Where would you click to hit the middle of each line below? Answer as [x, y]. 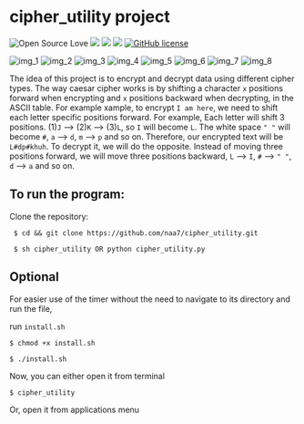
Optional [34, 277]
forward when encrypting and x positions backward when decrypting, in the [152, 98]
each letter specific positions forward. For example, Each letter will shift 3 [147, 117]
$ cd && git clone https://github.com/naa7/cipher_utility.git [136, 233]
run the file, [31, 308]
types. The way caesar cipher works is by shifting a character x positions [147, 88]
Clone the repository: [49, 216]
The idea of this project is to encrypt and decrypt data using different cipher [152, 78]
